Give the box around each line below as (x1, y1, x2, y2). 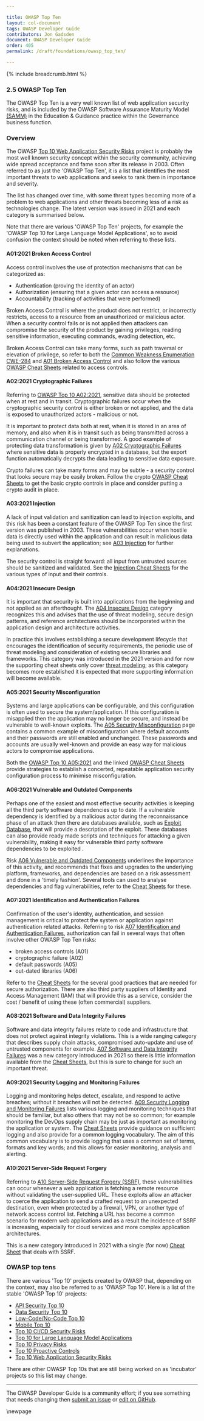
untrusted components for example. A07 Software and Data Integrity (6, 1045, 178, 1053)
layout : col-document (6, 19, 61, 26)
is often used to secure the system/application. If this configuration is (6, 708, 180, 716)
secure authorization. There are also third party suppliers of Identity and (6, 985, 187, 993)
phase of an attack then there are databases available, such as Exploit (6, 819, 182, 826)
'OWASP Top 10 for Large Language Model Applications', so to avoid (6, 230, 177, 237)
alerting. (6, 1151, 27, 1158)
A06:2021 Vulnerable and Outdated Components (6, 786, 132, 794)
